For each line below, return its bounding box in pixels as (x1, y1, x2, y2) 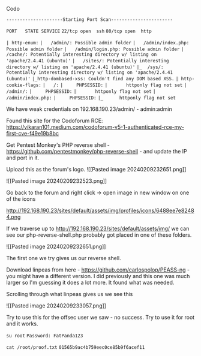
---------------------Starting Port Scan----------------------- (6, 17, 173, 23)
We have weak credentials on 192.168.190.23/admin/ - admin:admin (6, 105, 173, 113)
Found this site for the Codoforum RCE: (6, 117, 103, 124)
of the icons (6, 195, 36, 203)
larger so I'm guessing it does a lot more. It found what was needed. (6, 279, 175, 286)
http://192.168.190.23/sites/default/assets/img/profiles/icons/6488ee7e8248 (6, 207, 194, 214)
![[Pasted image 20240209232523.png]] (6, 177, 107, 185)
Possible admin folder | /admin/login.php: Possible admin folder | (6, 46, 184, 52)
